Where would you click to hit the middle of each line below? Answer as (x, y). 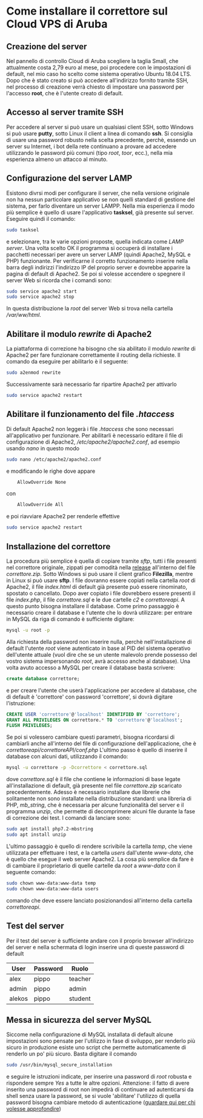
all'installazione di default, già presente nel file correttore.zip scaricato (94, 786)
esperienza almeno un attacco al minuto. (57, 159)
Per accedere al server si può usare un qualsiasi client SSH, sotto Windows (100, 127)
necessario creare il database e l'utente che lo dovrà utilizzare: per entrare (99, 612)
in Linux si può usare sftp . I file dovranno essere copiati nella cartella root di (101, 580)
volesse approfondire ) (34, 1109)
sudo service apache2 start (42, 291)
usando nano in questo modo (43, 448)
